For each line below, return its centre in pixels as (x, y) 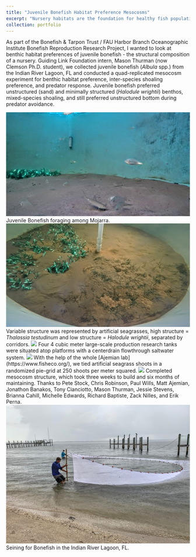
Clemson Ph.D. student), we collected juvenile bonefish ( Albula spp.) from (95, 67)
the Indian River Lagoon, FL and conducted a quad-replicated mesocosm (94, 73)
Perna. (14, 402)
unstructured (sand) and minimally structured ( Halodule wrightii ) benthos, (95, 92)
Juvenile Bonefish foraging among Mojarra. (58, 220)
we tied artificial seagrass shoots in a (117, 364)
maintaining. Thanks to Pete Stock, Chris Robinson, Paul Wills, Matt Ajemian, (98, 383)
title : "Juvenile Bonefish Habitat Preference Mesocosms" (78, 12)
